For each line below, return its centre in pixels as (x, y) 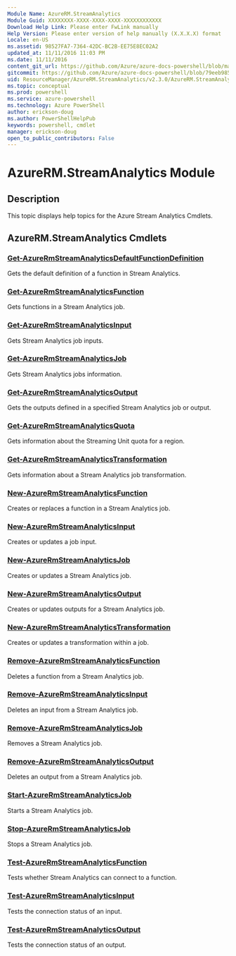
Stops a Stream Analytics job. (50, 844)
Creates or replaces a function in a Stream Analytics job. (89, 508)
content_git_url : (33, 66)
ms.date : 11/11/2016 (38, 60)
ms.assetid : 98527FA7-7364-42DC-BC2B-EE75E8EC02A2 (83, 46)
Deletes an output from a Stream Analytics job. (75, 777)
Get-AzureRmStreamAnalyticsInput (70, 325)
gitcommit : (23, 73)
